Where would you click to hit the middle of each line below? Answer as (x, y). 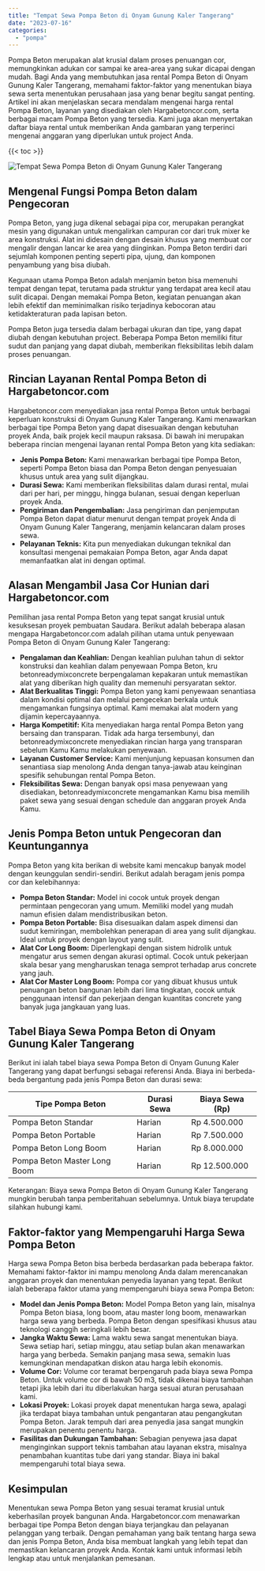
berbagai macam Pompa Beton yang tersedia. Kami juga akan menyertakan (131, 119)
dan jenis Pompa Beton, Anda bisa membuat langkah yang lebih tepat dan (128, 1541)
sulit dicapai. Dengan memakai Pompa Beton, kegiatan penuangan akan (125, 297)
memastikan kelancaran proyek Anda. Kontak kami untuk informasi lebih (125, 1550)
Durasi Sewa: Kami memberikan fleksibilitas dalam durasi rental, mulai (134, 484)
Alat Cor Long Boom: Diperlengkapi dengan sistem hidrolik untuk (126, 947)
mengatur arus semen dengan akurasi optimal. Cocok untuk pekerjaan (134, 956)
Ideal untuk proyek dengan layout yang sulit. (91, 939)
